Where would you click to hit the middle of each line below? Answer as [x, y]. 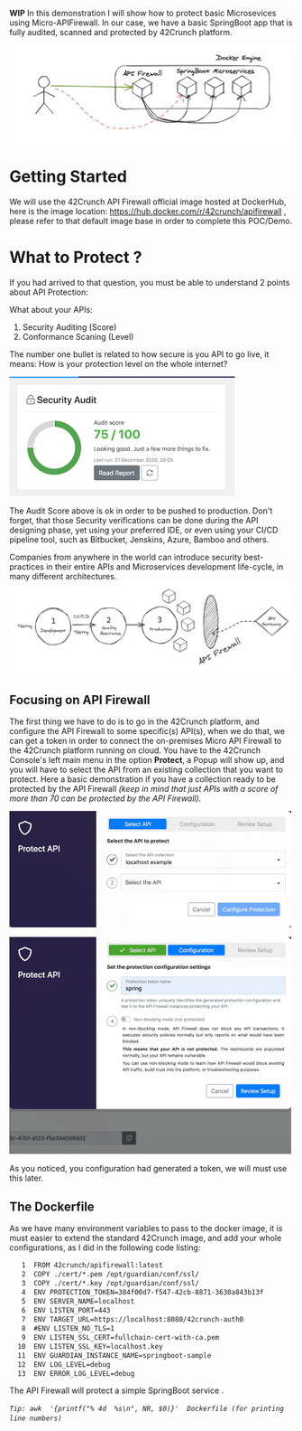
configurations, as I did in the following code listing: [105, 1247]
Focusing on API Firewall [80, 700]
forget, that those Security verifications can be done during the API [134, 521]
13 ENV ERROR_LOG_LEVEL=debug [76, 1374]
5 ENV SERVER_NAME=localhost [78, 1302]
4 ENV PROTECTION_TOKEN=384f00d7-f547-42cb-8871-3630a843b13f [142, 1293]
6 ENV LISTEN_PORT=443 [66, 1311]
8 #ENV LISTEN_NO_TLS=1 [68, 1329]
